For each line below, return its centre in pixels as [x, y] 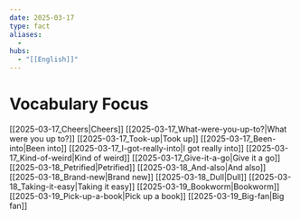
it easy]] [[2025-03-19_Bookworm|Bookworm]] [192, 187]
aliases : [26, 34]
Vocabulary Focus [79, 104]
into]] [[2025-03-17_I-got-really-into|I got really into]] [145, 148]
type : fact [30, 26]
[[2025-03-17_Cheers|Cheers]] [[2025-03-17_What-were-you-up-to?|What [148, 129]
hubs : [19, 51]
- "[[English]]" [48, 59]
